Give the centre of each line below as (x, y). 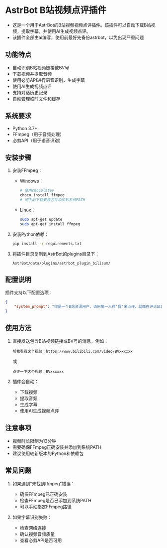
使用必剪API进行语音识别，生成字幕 (49, 80)
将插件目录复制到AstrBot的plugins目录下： (56, 254)
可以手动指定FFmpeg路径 (46, 507)
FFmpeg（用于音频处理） (38, 134)
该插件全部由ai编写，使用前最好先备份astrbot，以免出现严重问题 (78, 37)
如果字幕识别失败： (32, 517)
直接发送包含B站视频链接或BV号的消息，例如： (60, 341)
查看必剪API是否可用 (41, 540)
